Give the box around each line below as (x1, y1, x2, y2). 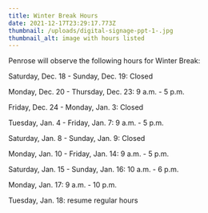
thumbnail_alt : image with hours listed (8, 34, 146, 42)
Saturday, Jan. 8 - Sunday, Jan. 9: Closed (8, 134, 146, 143)
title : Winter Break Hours (8, 11, 98, 20)
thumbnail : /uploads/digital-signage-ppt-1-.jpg (8, 26, 174, 34)
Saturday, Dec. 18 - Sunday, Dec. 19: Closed (8, 71, 154, 81)
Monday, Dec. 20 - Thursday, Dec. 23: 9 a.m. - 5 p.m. (8, 87, 186, 97)
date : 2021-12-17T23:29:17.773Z (8, 19, 116, 27)
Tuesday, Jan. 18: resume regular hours (8, 195, 138, 205)
